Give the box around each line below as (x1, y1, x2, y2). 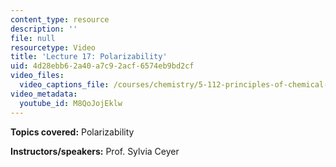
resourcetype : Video (10, 42, 97, 53)
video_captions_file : (19, 80, 110, 90)
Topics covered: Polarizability (10, 126, 135, 138)
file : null (10, 33, 56, 43)
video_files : (10, 71, 65, 81)
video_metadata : (10, 89, 78, 99)
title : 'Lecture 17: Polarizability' (10, 52, 168, 62)
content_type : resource (10, 14, 110, 25)
